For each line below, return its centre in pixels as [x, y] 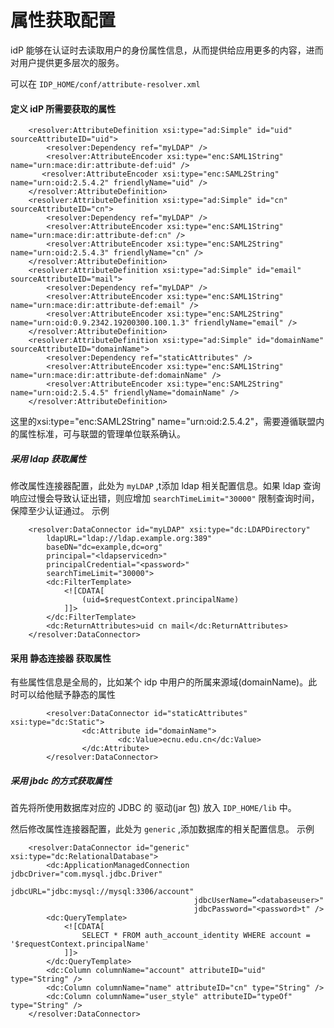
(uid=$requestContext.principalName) [160, 600]
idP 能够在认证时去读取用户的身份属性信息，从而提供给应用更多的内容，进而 [167, 50]
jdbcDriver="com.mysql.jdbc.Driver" [86, 874]
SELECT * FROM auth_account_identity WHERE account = [196, 936]
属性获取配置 [63, 20]
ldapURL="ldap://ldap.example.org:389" [129, 539]
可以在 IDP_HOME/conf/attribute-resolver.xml [105, 83]
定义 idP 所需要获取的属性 [63, 108]
